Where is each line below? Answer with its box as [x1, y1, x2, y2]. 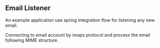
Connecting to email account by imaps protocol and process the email [5, 32, 150, 38]
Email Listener [5, 4, 51, 12]
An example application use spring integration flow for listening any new [5, 17, 155, 23]
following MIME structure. [5, 37, 59, 43]
